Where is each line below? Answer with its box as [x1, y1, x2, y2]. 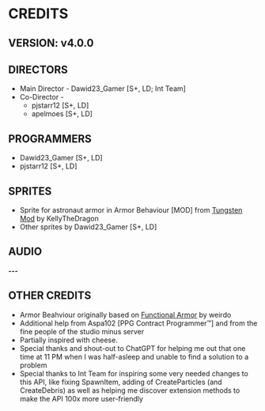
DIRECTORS [8, 62, 69, 76]
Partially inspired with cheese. [19, 335, 119, 345]
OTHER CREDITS [8, 289, 92, 303]
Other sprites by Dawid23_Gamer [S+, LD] [19, 222, 157, 232]
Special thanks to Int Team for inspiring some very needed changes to [19, 368, 249, 378]
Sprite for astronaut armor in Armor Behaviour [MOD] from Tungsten [19, 205, 243, 215]
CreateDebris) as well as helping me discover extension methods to [19, 385, 240, 395]
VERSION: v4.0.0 [8, 36, 94, 50]
